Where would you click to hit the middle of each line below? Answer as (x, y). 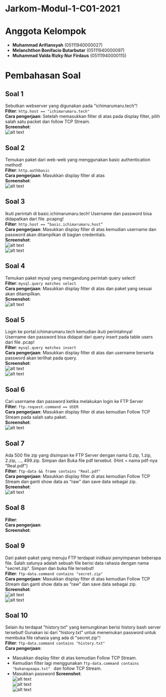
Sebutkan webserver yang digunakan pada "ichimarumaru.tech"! (71, 106)
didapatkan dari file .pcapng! (34, 219)
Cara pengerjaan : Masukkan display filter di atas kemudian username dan (81, 229)
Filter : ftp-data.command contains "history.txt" (55, 643)
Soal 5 (15, 319)
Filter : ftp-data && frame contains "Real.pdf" (53, 471)
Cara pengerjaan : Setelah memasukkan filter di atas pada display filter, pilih (83, 116)
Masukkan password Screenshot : (47, 674)
